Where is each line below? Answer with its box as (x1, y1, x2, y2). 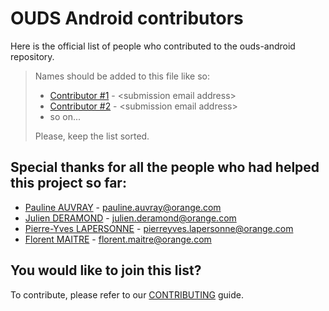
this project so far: (10, 175, 127, 192)
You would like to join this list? (10, 262, 202, 279)
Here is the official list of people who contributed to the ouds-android (10, 40, 296, 52)
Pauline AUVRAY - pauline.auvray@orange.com (24, 201, 222, 213)
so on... (49, 110, 82, 122)
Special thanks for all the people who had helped (10, 159, 320, 176)
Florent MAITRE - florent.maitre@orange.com (24, 233, 212, 245)
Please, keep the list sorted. (34, 130, 150, 142)
